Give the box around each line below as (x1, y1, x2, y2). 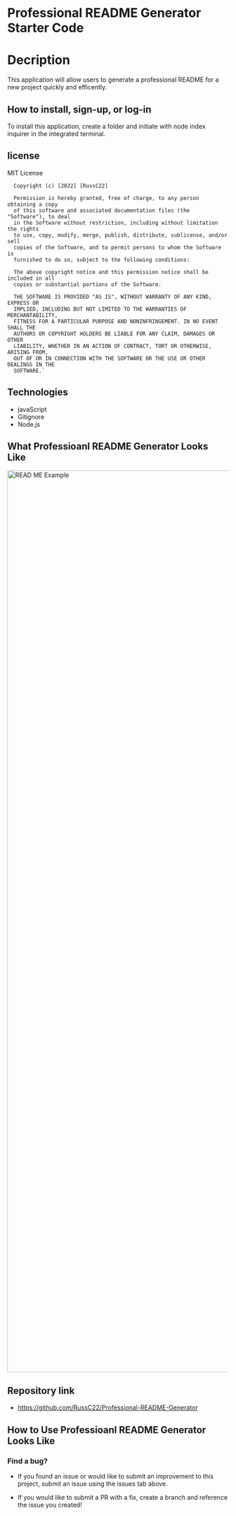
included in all (7, 275, 55, 282)
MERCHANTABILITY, (7, 311, 58, 318)
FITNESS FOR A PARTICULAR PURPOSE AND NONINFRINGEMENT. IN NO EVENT (13, 318, 218, 325)
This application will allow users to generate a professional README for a (7, 75, 219, 84)
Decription (7, 52, 70, 68)
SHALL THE (7, 324, 37, 331)
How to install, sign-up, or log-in (7, 104, 152, 116)
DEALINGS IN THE (7, 361, 55, 368)
